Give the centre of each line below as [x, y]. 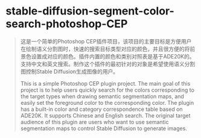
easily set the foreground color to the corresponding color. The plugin [107, 102]
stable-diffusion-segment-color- [90, 11]
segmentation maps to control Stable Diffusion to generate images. [104, 128]
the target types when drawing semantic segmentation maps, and [102, 96]
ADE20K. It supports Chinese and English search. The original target [105, 115]
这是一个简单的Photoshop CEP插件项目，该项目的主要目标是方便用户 [106, 41]
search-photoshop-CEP [67, 24]
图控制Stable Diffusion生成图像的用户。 [69, 71]
